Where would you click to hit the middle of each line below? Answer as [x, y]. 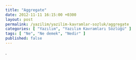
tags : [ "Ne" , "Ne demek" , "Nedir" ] [46, 34]
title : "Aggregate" [26, 10]
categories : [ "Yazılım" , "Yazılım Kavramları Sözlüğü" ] [68, 29]
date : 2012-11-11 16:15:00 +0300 [41, 15]
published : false [24, 39]
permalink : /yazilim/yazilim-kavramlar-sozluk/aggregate [67, 24]
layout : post [19, 19]
